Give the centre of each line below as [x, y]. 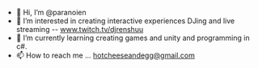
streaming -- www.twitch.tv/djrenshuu [80, 29]
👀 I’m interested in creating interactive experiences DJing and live [125, 21]
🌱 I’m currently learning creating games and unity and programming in [133, 38]
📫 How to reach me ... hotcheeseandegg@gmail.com [106, 55]
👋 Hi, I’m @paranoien [51, 12]
